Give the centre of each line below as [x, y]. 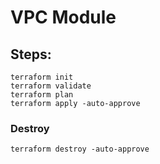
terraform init [42, 77]
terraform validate [51, 86]
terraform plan [42, 95]
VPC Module [63, 17]
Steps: [31, 54]
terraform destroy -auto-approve [80, 149]
